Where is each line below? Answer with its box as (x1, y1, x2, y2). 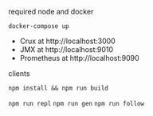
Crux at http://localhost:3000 (19, 36, 116, 46)
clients (8, 69, 30, 78)
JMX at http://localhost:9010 (19, 45, 114, 54)
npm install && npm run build (8, 84, 109, 92)
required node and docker (8, 7, 94, 16)
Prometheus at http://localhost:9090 (19, 54, 139, 62)
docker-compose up (8, 22, 69, 30)
